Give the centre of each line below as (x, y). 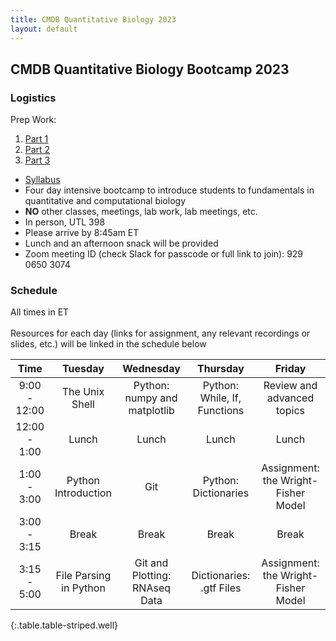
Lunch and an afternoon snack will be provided (121, 243)
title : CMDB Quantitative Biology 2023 (93, 19)
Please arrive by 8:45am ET (82, 233)
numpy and (151, 398)
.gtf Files (221, 588)
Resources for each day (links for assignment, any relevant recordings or (160, 333)
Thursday (220, 369)
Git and (151, 563)
